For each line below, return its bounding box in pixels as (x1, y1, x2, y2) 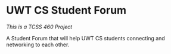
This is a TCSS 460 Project (6, 23, 73, 30)
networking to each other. (6, 41, 70, 48)
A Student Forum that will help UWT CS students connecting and (6, 34, 165, 42)
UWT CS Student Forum (6, 4, 127, 17)
